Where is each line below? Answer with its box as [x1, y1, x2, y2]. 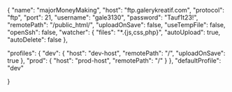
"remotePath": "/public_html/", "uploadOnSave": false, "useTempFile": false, [7, 21, 226, 29]
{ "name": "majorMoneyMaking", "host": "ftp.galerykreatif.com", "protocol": [7, 6, 225, 14]
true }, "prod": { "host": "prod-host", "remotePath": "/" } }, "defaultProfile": [7, 56, 222, 65]
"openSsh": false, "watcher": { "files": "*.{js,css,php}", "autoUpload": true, [7, 28, 221, 36]
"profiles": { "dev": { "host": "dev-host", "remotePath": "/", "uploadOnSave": [7, 49, 226, 57]
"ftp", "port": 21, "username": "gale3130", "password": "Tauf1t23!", [7, 13, 198, 22]
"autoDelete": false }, [7, 36, 68, 44]
